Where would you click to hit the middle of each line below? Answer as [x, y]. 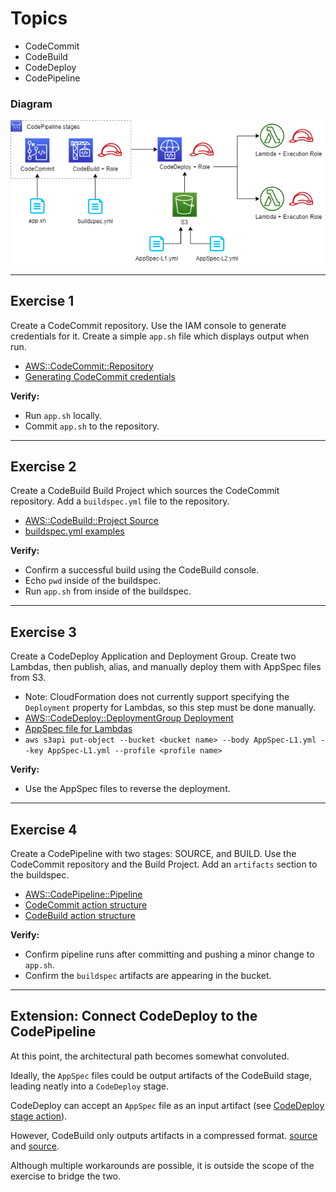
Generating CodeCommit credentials [100, 376]
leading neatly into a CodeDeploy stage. [90, 1086]
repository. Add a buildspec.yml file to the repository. [120, 501]
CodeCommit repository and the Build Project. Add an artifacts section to [164, 864]
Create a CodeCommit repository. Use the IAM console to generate [148, 325]
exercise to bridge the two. [66, 1176]
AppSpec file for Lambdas [78, 729]
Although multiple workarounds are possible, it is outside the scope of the [162, 1165]
